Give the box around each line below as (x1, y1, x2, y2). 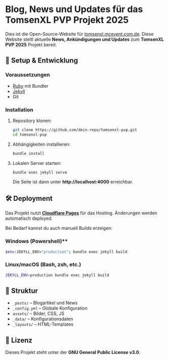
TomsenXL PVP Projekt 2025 (5, 14, 129, 26)
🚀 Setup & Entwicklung (5, 56, 78, 65)
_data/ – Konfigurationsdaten (12, 316, 74, 322)
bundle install (12, 151, 45, 156)
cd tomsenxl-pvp (12, 132, 47, 137)
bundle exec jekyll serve (12, 170, 67, 175)
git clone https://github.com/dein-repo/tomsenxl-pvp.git (12, 127, 137, 132)
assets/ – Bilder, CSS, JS (12, 311, 65, 317)
